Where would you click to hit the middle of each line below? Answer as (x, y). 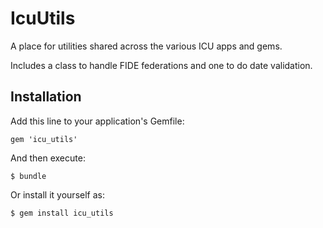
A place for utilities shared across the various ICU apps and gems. (146, 46)
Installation (46, 97)
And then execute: (48, 158)
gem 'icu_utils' (44, 139)
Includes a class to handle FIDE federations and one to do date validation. (161, 65)
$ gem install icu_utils (62, 213)
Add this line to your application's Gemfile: (97, 121)
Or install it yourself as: (57, 194)
